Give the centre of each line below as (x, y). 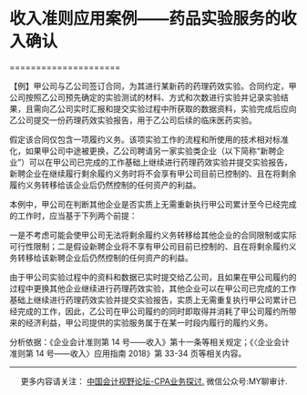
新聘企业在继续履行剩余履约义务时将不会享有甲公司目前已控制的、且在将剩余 (153, 173)
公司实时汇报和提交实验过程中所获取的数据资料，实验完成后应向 (177, 108)
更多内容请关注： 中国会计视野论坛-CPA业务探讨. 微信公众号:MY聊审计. (154, 381)
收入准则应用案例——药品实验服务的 (145, 19)
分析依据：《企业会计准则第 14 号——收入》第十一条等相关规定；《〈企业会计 (149, 341)
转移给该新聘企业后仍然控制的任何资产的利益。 (105, 258)
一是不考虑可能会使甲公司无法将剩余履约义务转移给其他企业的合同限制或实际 (153, 235)
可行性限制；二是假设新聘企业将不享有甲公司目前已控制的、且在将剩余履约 (149, 246)
